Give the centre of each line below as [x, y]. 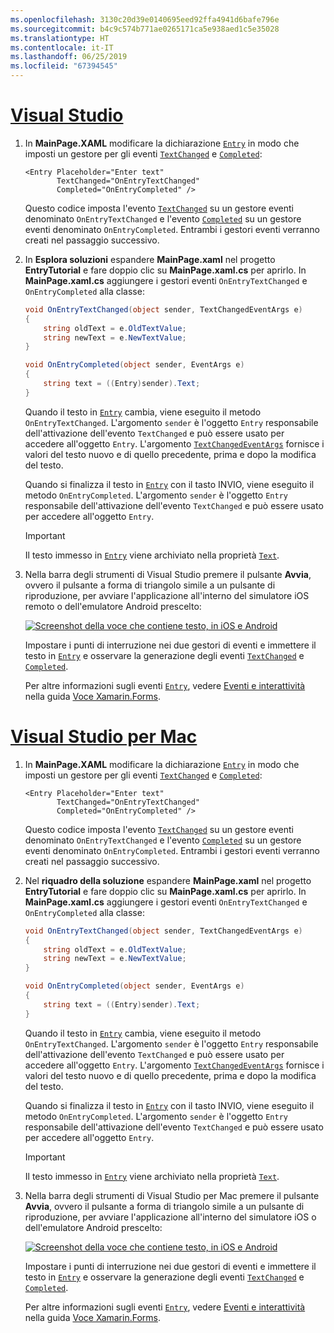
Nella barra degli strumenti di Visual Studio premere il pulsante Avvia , [168, 574]
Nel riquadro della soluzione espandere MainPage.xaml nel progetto [168, 880]
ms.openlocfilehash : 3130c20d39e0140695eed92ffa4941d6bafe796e [145, 19]
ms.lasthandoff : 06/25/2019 [69, 57]
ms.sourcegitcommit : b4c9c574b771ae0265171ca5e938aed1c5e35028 [145, 29]
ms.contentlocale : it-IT [62, 47]
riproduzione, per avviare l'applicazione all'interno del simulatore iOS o [170, 1217]
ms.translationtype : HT [60, 38]
